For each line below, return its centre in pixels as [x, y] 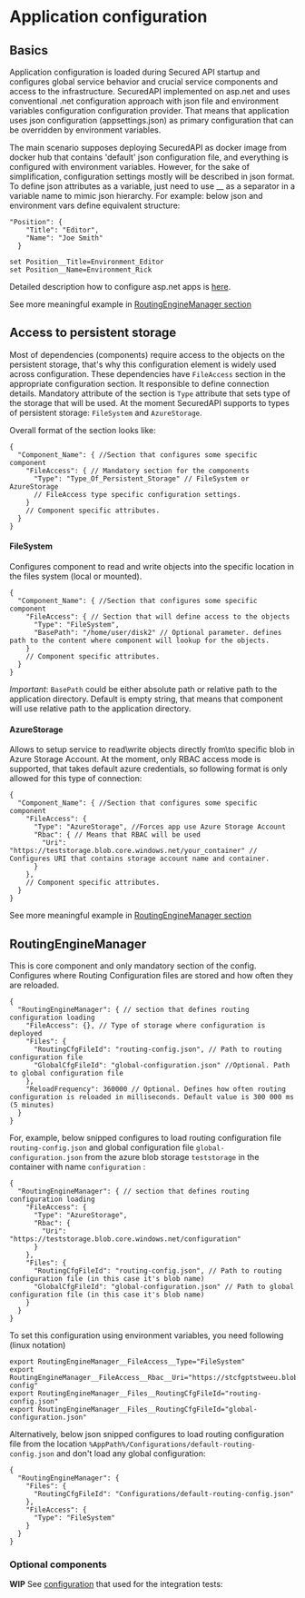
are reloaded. [34, 985]
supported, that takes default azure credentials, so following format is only [148, 769]
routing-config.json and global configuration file [102, 1147]
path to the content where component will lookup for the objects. [140, 641]
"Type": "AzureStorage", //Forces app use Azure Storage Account [159, 827]
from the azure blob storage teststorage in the [172, 1157]
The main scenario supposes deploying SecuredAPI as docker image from [148, 148]
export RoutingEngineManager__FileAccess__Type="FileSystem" [128, 1362]
